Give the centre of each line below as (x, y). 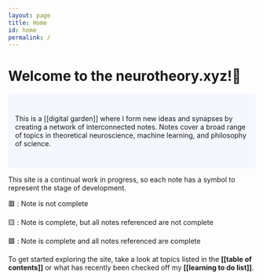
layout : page (29, 15)
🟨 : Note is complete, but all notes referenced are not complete (111, 223)
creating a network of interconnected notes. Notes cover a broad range (130, 127)
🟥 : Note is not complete (48, 204)
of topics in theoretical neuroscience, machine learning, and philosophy (131, 135)
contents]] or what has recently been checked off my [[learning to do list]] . (131, 267)
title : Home (27, 23)
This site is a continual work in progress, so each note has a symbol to (122, 180)
